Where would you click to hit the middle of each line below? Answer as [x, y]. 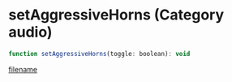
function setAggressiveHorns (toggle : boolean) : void [99, 54]
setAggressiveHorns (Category [116, 15]
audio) [30, 32]
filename [23, 69]
